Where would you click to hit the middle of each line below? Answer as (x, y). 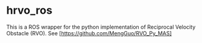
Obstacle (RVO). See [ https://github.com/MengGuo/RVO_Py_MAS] (89, 33)
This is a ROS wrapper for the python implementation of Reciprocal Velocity (101, 27)
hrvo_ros (30, 10)
